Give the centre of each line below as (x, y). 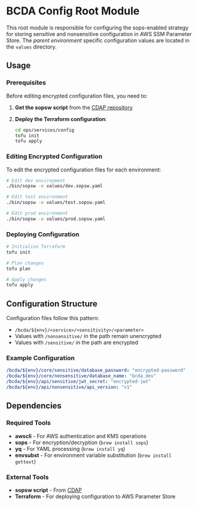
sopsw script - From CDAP (48, 490)
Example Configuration (40, 358)
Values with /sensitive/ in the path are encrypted (77, 342)
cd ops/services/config (45, 130)
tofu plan (19, 269)
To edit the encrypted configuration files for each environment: (84, 170)
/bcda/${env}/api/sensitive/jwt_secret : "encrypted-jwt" (79, 382)
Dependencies (34, 406)
